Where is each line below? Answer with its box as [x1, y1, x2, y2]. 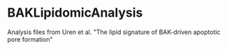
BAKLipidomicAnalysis [7, 5, 143, 21]
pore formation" [7, 35, 54, 43]
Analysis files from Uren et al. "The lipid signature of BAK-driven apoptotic [7, 28, 221, 36]
